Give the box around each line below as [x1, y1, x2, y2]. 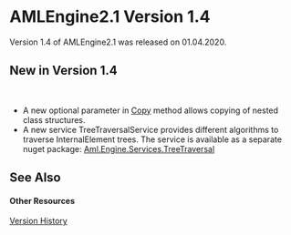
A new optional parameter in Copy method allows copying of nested [22, 105, 279, 116]
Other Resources [9, 195, 76, 206]
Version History [9, 216, 68, 227]
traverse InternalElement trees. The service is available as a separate [22, 134, 283, 145]
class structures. [22, 114, 86, 125]
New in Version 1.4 [9, 63, 118, 78]
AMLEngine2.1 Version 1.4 [9, 6, 211, 27]
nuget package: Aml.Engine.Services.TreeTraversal [22, 143, 215, 154]
